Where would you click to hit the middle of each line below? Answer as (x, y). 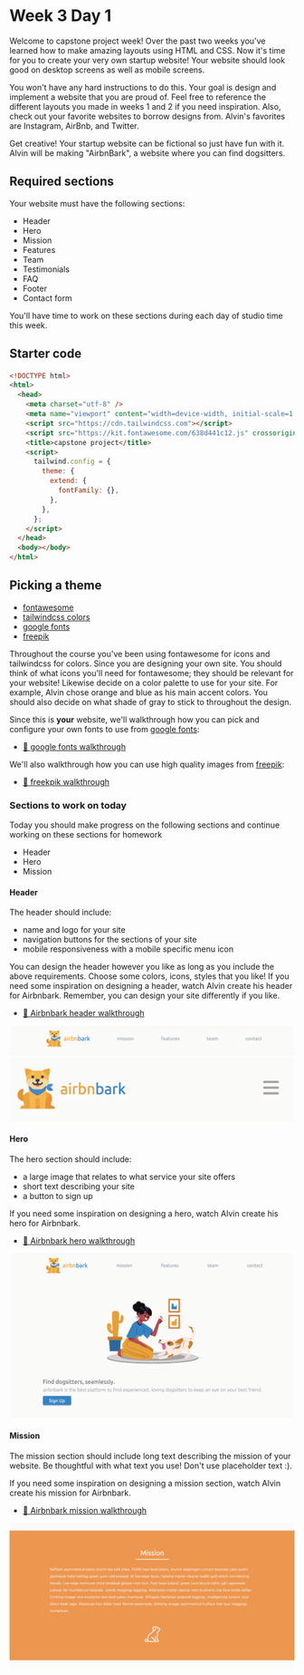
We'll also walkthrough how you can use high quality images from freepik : (147, 764)
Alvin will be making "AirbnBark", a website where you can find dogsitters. (147, 153)
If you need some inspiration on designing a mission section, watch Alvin (145, 1483)
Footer (35, 288)
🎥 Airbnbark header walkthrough (83, 1013)
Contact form (47, 298)
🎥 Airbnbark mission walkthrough (85, 1510)
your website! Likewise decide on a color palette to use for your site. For (144, 683)
